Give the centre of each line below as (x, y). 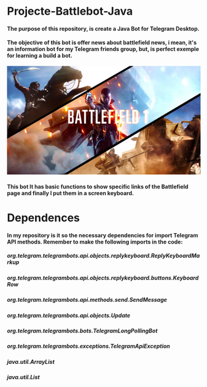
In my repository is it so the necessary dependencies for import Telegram (103, 235)
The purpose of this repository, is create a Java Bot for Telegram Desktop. (103, 28)
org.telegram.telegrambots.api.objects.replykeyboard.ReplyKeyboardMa (103, 256)
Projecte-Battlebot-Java (70, 11)
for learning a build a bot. (40, 56)
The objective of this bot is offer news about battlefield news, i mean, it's (102, 43)
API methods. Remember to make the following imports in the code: (95, 242)
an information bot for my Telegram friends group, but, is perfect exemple (103, 49)
